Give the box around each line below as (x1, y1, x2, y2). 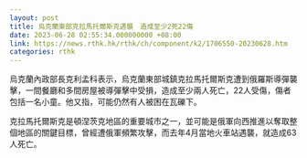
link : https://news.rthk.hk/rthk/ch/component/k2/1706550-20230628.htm (9, 38, 288, 48)
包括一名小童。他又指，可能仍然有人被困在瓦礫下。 (9, 97, 202, 108)
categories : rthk (9, 47, 76, 57)
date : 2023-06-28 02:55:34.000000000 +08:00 (9, 30, 182, 39)
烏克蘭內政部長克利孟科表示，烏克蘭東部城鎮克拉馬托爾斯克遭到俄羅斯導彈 (9, 74, 290, 85)
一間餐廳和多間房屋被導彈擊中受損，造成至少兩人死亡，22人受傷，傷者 (25, 85, 292, 96)
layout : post (9, 13, 59, 23)
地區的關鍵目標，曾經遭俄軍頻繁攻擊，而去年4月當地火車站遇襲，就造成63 (16, 127, 297, 138)
